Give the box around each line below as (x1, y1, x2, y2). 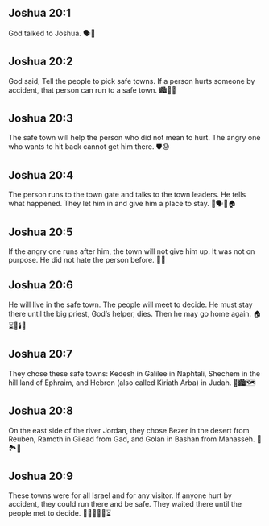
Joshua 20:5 (8, 225, 73, 238)
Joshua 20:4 (8, 168, 74, 182)
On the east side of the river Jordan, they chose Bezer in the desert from (8, 425, 250, 435)
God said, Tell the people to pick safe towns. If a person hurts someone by (8, 76, 255, 85)
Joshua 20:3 (8, 112, 74, 126)
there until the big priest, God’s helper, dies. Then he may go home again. (8, 309, 252, 318)
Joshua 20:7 (8, 347, 72, 361)
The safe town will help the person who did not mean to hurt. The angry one (8, 133, 261, 143)
